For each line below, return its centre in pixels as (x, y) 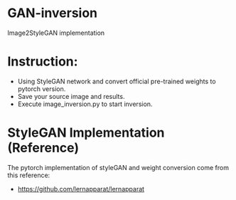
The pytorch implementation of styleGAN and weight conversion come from (118, 167)
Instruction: (43, 62)
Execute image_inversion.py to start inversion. (85, 104)
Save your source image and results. (71, 96)
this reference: (29, 175)
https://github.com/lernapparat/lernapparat (81, 189)
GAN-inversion (53, 13)
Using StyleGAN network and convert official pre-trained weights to (117, 81)
